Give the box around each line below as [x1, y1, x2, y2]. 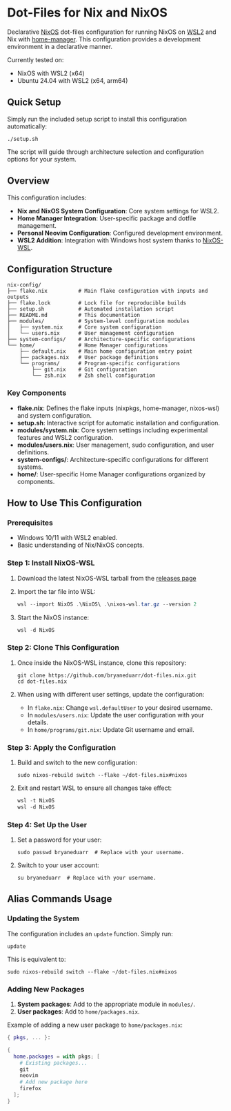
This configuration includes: [7, 193, 87, 202]
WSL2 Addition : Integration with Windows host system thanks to [17, 236, 201, 244]
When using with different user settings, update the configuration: [17, 690, 205, 698]
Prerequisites [7, 518, 53, 528]
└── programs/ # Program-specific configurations [19, 360, 181, 367]
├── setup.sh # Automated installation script [7, 306, 174, 313]
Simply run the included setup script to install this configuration [7, 115, 188, 123]
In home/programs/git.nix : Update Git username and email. [27, 725, 194, 733]
